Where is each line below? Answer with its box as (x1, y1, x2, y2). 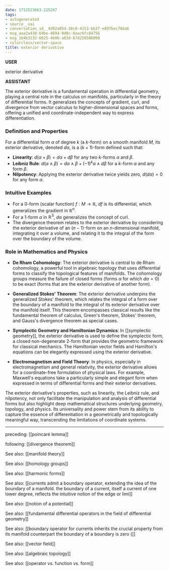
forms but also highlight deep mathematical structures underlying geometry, (5, 401, 163, 407)
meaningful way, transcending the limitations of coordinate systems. (5, 417, 147, 423)
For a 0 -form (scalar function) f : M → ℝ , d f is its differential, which (12, 200, 152, 207)
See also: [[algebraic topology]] (5, 551, 71, 557)
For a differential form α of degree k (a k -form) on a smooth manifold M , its (5, 139, 160, 145)
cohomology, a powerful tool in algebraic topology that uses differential (12, 265, 161, 271)
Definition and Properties (5, 127, 68, 134)
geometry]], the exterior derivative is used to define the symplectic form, (12, 333, 164, 339)
